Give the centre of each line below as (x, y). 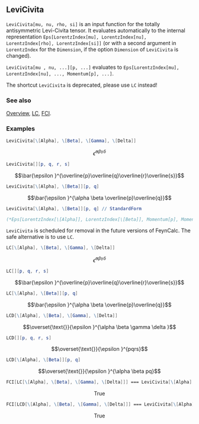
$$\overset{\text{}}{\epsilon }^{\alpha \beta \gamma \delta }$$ (99, 327)
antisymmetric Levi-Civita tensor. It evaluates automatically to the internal (96, 30)
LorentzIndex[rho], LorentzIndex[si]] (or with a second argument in (91, 43)
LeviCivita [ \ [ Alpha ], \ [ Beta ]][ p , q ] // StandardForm (74, 208)
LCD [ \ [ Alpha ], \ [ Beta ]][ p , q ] (44, 360)
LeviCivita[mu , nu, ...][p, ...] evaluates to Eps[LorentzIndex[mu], (93, 67)
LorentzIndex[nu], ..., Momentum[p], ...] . (60, 73)
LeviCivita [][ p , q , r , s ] (38, 164)
